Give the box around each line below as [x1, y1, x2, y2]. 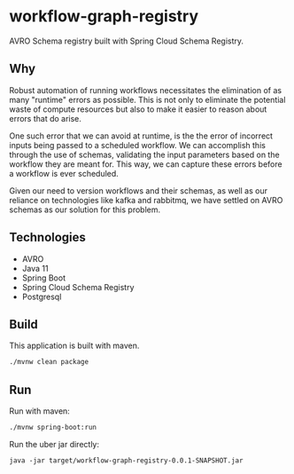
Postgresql [21, 291, 62, 302]
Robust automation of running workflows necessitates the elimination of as [9, 84, 282, 95]
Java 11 [21, 263, 49, 273]
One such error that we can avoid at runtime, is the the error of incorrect [9, 130, 273, 141]
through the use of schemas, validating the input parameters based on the [9, 149, 281, 160]
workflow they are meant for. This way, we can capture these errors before [9, 158, 282, 170]
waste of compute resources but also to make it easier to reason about [9, 104, 267, 115]
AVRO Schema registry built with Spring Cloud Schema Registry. [9, 36, 244, 46]
